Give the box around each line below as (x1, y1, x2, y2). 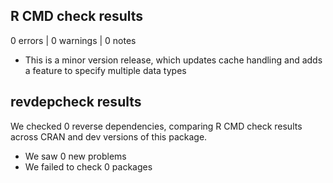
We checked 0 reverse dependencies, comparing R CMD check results (10, 120, 303, 132)
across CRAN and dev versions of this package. (10, 130, 208, 143)
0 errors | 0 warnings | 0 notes (10, 34, 137, 46)
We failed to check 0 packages (24, 160, 153, 173)
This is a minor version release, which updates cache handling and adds (24, 54, 323, 66)
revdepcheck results (10, 94, 142, 111)
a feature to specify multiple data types (24, 64, 187, 76)
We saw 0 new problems (24, 150, 127, 162)
